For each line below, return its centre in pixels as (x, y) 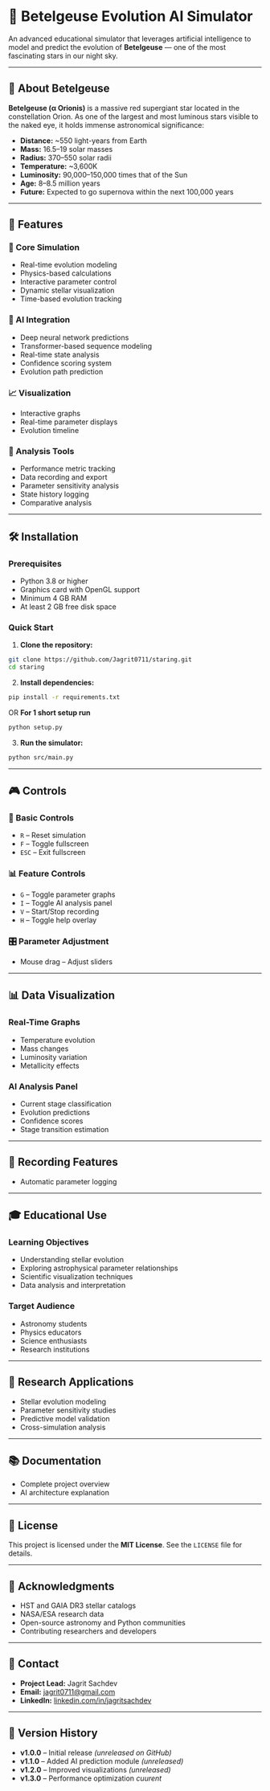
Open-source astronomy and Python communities (103, 1623)
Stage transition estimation (64, 1129)
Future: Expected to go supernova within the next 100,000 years (127, 191)
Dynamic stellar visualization (67, 290)
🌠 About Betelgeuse (59, 89)
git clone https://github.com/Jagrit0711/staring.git (100, 660)
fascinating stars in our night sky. (63, 55)
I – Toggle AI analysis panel (66, 902)
